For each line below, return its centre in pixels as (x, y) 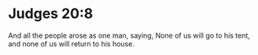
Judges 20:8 (51, 14)
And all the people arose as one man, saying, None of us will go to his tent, (129, 35)
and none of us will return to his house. (72, 43)
